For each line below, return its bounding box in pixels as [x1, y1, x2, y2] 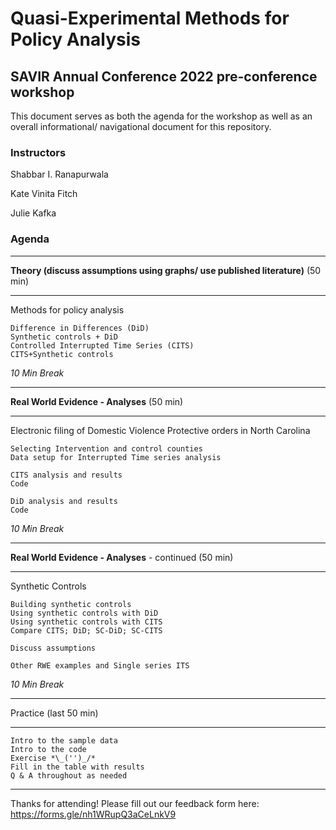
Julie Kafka [10, 207, 57, 219]
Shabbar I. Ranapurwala [10, 168, 109, 181]
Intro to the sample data [10, 735, 118, 746]
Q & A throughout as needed [10, 770, 128, 781]
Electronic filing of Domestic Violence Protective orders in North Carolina [10, 424, 311, 436]
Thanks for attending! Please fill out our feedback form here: [10, 797, 260, 809]
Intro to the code [10, 744, 87, 754]
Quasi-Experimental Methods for [10, 7, 290, 30]
